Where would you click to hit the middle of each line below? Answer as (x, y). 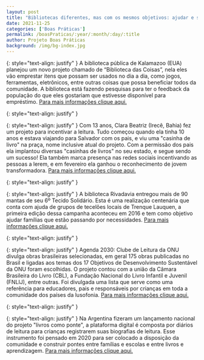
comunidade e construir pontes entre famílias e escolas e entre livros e (95, 344)
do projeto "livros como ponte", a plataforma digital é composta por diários (100, 325)
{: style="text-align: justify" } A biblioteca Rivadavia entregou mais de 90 (97, 194)
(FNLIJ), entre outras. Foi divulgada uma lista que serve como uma (90, 282)
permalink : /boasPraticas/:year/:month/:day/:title (73, 35)
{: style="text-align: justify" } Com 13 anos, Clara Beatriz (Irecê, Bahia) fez (99, 125)
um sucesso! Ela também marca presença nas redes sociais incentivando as (102, 157)
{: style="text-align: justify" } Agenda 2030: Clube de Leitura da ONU (93, 250)
